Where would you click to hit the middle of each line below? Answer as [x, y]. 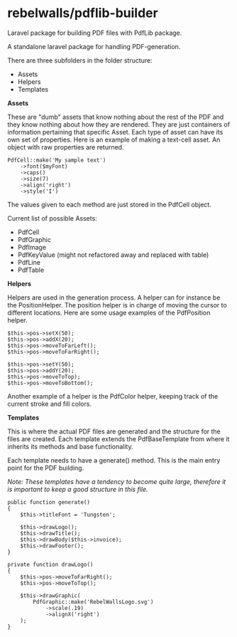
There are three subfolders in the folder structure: [80, 60]
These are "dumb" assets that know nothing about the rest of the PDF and [116, 117]
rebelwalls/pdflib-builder [83, 13]
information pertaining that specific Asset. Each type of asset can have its [115, 132]
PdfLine [29, 262]
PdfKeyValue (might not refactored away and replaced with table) [113, 255]
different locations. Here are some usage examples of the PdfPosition [109, 312]
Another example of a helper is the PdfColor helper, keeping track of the [113, 396]
